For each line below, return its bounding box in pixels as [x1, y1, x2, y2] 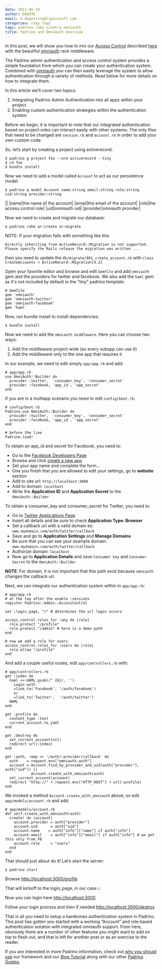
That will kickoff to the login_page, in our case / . [5, 886, 102, 891]
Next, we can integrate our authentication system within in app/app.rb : [5, 583, 145, 588]
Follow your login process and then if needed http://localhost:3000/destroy [5, 904, 155, 910]
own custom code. [5, 137, 42, 143]
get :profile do [5, 712, 38, 717]
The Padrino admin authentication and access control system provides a [5, 58, 149, 63]
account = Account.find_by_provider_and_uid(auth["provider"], [9, 763, 139, 768]
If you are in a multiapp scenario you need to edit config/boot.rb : [5, 396, 135, 401]
